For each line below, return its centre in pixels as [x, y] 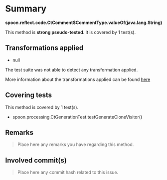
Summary [26, 9]
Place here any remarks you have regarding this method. [76, 144]
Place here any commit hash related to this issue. [68, 172]
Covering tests [29, 95]
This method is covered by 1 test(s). [42, 107]
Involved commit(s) [36, 160]
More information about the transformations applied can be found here [78, 79]
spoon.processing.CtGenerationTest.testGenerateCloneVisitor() [77, 117]
